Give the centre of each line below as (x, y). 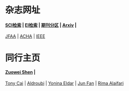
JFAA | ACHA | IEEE (25, 36)
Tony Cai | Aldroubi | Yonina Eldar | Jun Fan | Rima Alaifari (64, 83)
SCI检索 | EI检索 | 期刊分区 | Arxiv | (41, 25)
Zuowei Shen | (20, 72)
